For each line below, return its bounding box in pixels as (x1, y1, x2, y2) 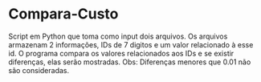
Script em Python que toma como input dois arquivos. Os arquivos (8, 31, 228, 41)
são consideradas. (8, 65, 70, 75)
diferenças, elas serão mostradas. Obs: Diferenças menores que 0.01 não (8, 57, 251, 67)
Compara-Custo (8, 5, 119, 23)
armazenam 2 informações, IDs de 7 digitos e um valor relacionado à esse (8, 39, 254, 49)
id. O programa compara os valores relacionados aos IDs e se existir (8, 48, 234, 58)
